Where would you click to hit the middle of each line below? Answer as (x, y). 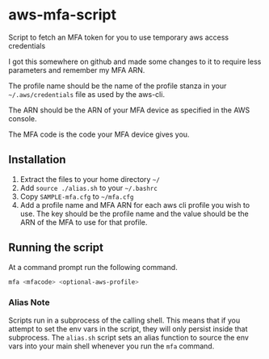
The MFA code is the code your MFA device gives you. (99, 134)
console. (23, 118)
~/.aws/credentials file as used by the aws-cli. (87, 94)
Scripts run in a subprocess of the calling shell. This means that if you (124, 320)
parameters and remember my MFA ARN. (77, 70)
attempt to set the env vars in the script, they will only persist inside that (128, 328)
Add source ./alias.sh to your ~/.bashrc (88, 188)
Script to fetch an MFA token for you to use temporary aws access (118, 37)
